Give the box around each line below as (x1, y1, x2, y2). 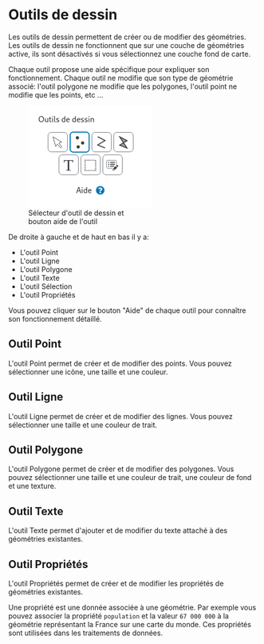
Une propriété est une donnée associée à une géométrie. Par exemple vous (8, 602, 257, 612)
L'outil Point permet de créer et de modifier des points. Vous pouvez (8, 358, 233, 368)
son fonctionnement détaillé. (8, 314, 102, 323)
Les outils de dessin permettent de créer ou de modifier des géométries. (8, 32, 246, 42)
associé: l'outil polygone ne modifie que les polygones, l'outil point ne (8, 82, 238, 91)
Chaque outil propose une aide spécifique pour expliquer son (8, 64, 210, 74)
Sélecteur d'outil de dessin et (28, 208, 124, 218)
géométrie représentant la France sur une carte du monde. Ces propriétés (8, 620, 251, 629)
